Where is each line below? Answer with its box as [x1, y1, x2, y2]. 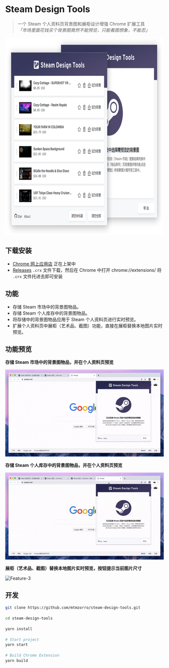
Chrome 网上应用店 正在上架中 [12, 260, 76, 267]
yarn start [5, 642, 28, 647]
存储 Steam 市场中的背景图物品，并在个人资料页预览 [5, 359, 114, 365]
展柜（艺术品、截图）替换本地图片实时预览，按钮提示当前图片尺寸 [5, 565, 142, 571]
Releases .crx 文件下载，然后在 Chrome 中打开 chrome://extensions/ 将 [12, 267, 162, 273]
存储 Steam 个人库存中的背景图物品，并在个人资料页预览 [5, 462, 123, 468]
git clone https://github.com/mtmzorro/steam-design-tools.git [5, 605, 141, 610]
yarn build [5, 658, 28, 663]
